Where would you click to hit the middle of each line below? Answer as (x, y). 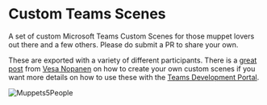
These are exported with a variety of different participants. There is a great (133, 60)
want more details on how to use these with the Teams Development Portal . (134, 77)
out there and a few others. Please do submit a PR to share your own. (123, 44)
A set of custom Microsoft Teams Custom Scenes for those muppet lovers (131, 36)
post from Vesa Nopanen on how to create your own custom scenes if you (132, 68)
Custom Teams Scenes (88, 14)
